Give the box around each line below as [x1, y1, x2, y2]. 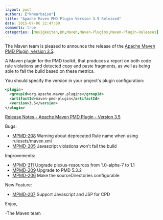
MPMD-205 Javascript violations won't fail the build [12, 143, 117, 149]
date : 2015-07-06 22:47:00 [5, 20, 60, 26]
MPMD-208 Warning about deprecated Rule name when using [12, 133, 138, 139]
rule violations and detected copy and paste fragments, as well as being [5, 63, 150, 69]
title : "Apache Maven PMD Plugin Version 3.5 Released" [5, 16, 121, 21]
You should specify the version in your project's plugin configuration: [5, 78, 144, 83]
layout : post [5, 7, 32, 12]
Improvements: [5, 153, 36, 159]
